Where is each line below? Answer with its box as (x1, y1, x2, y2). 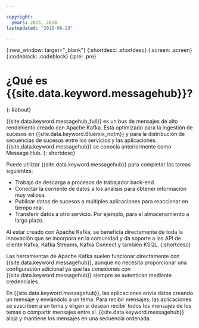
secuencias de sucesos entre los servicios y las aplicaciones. (6, 137, 157, 144)
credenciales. (6, 278, 40, 285)
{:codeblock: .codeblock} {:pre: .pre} (6, 53, 97, 60)
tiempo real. (14, 204, 45, 212)
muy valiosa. (14, 191, 46, 199)
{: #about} (6, 106, 32, 113)
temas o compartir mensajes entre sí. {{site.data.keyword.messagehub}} (6, 308, 185, 316)
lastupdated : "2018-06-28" (6, 25, 73, 31)
